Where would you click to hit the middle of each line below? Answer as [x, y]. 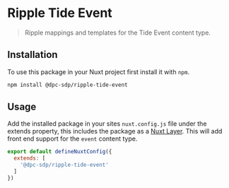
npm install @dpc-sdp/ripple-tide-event [68, 85]
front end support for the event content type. [72, 139]
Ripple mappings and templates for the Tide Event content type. [117, 33]
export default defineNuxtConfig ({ [60, 152]
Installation [33, 55]
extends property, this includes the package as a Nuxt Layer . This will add [115, 131]
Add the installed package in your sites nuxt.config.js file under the [107, 124]
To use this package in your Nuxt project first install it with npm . [98, 71]
